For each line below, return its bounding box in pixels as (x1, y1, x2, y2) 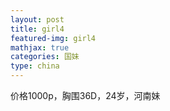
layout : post (10, 14, 65, 25)
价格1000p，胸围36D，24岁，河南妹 (10, 90, 161, 101)
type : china (10, 61, 60, 71)
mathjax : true (10, 42, 70, 53)
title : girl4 (10, 24, 65, 34)
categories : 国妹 (10, 52, 80, 62)
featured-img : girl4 (10, 33, 97, 43)
